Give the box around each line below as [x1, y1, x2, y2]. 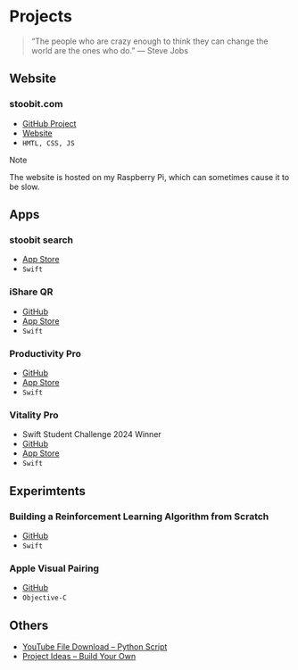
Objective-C [21, 593, 67, 603]
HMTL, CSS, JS [21, 138, 75, 148]
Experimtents [9, 484, 87, 499]
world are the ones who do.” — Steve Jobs [30, 45, 189, 55]
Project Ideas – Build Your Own [21, 651, 137, 661]
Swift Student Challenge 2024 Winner [21, 429, 162, 440]
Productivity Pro [9, 347, 82, 360]
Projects [9, 6, 73, 27]
